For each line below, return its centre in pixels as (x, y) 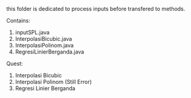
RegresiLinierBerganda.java (50, 52)
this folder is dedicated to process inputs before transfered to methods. (96, 9)
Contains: (18, 20)
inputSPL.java (32, 32)
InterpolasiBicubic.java (43, 39)
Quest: (15, 64)
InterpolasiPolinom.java (44, 45)
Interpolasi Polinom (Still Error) (54, 82)
